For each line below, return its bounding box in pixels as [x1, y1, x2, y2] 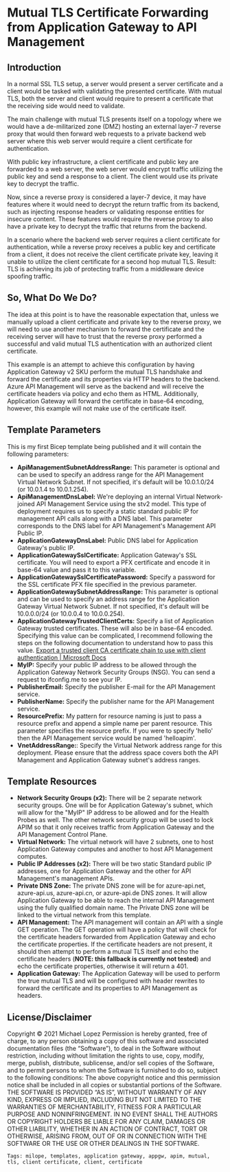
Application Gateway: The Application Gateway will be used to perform [16, 970, 220, 978]
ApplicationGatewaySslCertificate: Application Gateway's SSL [16, 551, 197, 559]
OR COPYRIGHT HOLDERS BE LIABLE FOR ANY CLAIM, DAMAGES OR [7, 1118, 206, 1126]
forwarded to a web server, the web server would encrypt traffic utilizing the [7, 165, 223, 173]
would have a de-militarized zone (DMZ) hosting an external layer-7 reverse [7, 123, 221, 130]
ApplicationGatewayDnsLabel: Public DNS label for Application [16, 536, 198, 545]
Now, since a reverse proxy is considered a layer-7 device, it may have [7, 193, 207, 201]
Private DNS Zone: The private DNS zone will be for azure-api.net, [16, 881, 206, 890]
